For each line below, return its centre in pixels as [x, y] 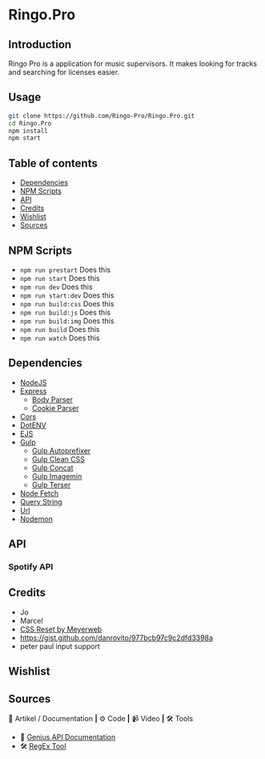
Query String [41, 501]
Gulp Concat [52, 468]
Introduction [40, 45]
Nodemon [36, 518]
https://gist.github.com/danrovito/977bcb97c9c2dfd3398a [116, 637]
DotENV [33, 425]
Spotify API [31, 567]
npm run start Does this [60, 278]
